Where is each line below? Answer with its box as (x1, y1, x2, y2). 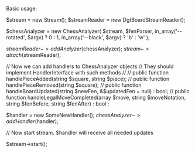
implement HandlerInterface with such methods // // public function (6, 69, 169, 76)
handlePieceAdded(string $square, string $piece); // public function (6, 76, 170, 82)
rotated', (6, 34, 26, 40)
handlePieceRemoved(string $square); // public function (6, 81, 142, 89)
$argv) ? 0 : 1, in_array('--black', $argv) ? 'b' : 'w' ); (27, 34, 150, 40)
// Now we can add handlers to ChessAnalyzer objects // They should (6, 63, 174, 70)
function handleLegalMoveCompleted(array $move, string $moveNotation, (6, 94, 186, 101)
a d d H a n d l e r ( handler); (6, 118, 59, 125)
